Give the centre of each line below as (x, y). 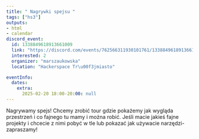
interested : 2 (29, 56)
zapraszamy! (22, 129)
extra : (25, 88)
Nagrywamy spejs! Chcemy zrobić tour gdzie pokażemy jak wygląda (90, 111)
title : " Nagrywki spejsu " (41, 12)
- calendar (20, 34)
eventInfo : (20, 77)
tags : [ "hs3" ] (24, 17)
